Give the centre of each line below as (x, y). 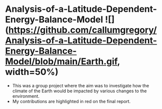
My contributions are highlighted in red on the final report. (71, 101)
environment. (26, 96)
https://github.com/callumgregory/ (82, 30)
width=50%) (32, 72)
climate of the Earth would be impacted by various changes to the (80, 91)
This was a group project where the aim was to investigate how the (81, 85)
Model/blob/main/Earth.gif (61, 61)
